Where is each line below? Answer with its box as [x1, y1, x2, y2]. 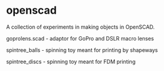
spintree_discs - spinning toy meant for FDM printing [6, 58, 136, 65]
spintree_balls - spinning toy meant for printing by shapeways [6, 46, 158, 54]
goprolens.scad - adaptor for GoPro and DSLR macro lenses [6, 35, 154, 42]
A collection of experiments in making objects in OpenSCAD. [6, 23, 155, 30]
